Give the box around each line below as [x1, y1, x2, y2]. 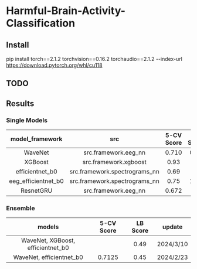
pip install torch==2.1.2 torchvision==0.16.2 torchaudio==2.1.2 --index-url [6, 56, 183, 62]
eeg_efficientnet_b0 [9, 177, 64, 185]
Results [6, 98, 35, 108]
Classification [6, 16, 75, 30]
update [162, 223, 183, 231]
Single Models [6, 116, 48, 124]
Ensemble [6, 204, 35, 212]
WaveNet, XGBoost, [21, 236, 76, 244]
